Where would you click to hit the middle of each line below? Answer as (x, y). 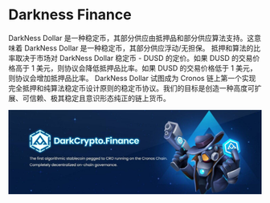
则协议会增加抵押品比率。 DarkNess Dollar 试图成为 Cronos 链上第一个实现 (132, 78)
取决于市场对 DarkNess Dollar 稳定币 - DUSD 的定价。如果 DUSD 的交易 (134, 58)
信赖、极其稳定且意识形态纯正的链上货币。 (100, 98)
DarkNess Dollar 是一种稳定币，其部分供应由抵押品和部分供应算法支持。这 (131, 38)
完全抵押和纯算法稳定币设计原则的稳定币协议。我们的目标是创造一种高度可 (131, 88)
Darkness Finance (70, 15)
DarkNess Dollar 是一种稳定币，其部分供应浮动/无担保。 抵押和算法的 (139, 48)
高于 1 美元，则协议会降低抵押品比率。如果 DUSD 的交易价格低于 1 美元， (136, 68)
